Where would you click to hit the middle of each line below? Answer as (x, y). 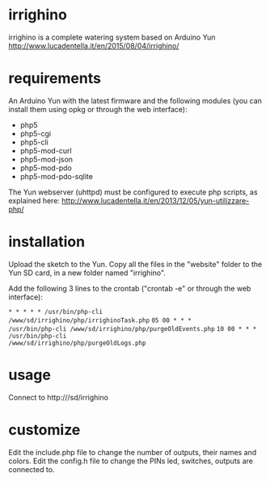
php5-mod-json (46, 159)
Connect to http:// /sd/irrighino (59, 397)
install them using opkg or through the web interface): (98, 109)
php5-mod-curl (46, 150)
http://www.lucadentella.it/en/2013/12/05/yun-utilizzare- (156, 200)
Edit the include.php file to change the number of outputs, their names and (133, 452)
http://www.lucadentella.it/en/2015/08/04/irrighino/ (94, 45)
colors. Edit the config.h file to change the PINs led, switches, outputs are (131, 461)
